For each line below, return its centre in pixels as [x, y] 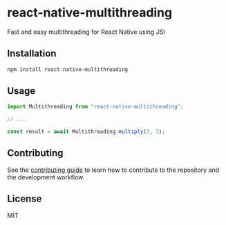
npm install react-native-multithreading [68, 69]
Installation [32, 53]
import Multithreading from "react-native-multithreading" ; [96, 107]
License [25, 199]
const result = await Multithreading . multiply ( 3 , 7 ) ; [86, 132]
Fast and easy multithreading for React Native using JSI [86, 32]
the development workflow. [46, 177]
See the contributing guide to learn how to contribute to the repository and [113, 170]
